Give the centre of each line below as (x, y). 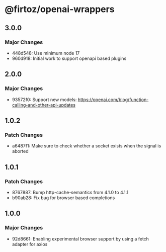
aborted (20, 151)
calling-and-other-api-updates (44, 105)
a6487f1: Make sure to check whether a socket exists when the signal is (87, 146)
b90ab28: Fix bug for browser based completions (63, 198)
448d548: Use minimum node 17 (46, 53)
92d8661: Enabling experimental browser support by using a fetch (80, 239)
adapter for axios (30, 244)
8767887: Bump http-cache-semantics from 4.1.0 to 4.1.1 (70, 192)
